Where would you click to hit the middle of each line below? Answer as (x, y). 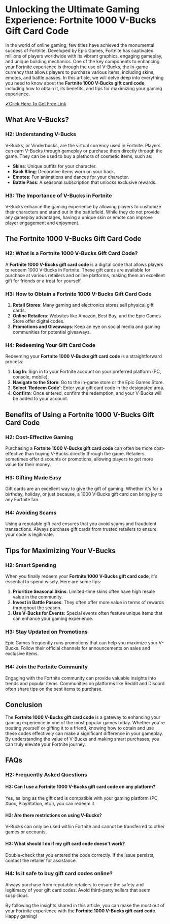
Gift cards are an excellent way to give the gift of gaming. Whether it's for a (84, 489)
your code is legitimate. (30, 535)
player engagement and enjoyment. (42, 223)
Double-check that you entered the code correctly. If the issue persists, (80, 855)
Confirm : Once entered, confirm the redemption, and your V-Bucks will (87, 393)
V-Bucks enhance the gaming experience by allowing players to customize (83, 206)
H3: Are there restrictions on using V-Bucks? (54, 815)
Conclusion (24, 705)
